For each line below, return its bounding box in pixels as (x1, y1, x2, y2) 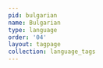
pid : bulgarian (8, 11, 58, 20)
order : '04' (8, 33, 47, 41)
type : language (8, 26, 58, 34)
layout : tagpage (8, 41, 61, 48)
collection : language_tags (8, 48, 96, 55)
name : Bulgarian (8, 19, 61, 27)
